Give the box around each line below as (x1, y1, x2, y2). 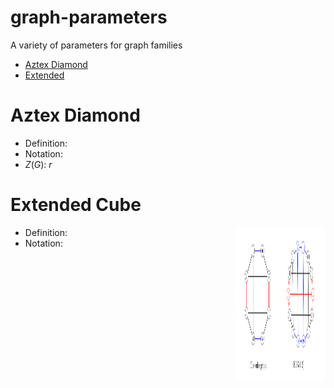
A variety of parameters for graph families (10, 39, 183, 51)
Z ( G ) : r (24, 158, 53, 170)
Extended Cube (10, 194, 142, 216)
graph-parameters (10, 6, 168, 29)
